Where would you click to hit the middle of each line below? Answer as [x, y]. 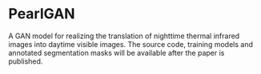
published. [26, 61]
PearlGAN [42, 14]
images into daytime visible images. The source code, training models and [131, 44]
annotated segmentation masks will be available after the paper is [116, 53]
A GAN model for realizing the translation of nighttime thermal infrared [124, 36]
